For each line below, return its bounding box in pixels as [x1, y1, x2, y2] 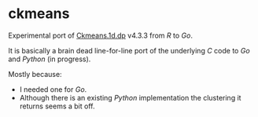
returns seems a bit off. [19, 101, 95, 111]
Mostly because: [8, 69, 62, 79]
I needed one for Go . [19, 84, 87, 94]
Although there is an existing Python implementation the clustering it [19, 93, 241, 102]
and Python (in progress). [8, 54, 91, 64]
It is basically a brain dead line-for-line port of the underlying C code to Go [8, 46, 250, 55]
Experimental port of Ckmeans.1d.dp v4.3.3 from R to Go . [8, 31, 193, 40]
